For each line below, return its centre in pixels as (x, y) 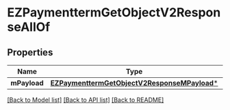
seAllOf (29, 27)
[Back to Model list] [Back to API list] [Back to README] (86, 100)
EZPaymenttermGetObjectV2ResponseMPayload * (134, 83)
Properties (30, 52)
